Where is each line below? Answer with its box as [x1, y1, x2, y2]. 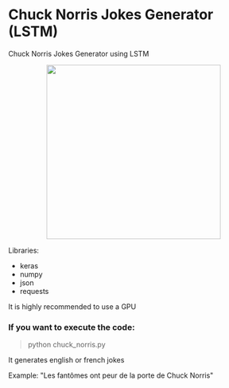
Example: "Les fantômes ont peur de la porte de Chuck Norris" [8, 370, 214, 380]
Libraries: [8, 245, 40, 255]
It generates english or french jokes [8, 355, 125, 365]
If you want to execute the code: [8, 321, 135, 332]
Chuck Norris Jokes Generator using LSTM [8, 49, 149, 58]
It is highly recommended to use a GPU [8, 301, 137, 312]
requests [19, 286, 49, 296]
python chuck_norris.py [27, 340, 106, 350]
